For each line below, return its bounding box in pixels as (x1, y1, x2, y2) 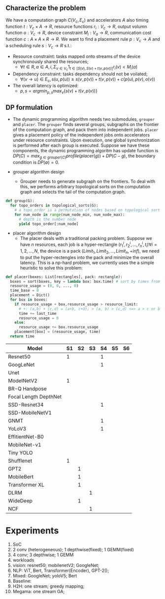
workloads (12, 557, 34, 563)
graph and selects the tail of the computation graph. (20, 189, 126, 195)
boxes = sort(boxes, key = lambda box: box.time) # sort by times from (10, 279, 161, 284)
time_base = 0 (10, 288, 39, 293)
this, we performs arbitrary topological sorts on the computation (20, 184, 151, 190)
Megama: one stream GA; (12, 588, 65, 594)
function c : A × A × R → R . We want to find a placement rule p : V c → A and (5, 36, 161, 43)
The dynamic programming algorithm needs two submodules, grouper (12, 116, 155, 122)
